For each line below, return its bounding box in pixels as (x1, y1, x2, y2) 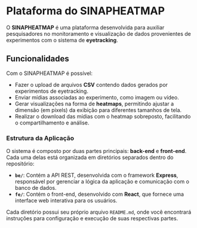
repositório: (6, 160, 35, 167)
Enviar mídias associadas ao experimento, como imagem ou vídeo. (14, 93, 179, 101)
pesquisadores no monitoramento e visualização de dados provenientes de (6, 30, 191, 37)
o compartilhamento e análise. (14, 119, 90, 126)
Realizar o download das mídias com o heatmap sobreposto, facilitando (14, 113, 191, 120)
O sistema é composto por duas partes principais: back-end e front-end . (6, 148, 187, 155)
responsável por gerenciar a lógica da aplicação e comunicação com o (14, 178, 190, 185)
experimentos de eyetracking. (14, 88, 88, 95)
